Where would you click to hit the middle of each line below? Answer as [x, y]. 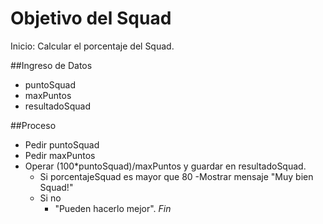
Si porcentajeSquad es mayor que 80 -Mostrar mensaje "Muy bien [176, 176]
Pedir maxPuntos [60, 155]
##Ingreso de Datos [51, 65]
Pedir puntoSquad [62, 144]
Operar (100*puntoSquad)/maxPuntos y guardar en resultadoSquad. [165, 166]
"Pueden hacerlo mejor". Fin [113, 208]
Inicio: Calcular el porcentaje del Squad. [92, 46]
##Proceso [33, 125]
